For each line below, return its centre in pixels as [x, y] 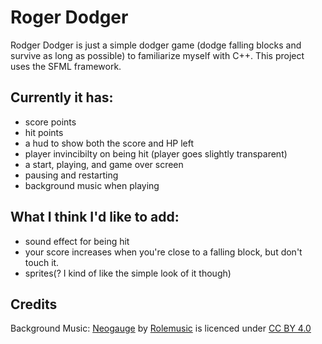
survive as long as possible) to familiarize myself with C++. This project [157, 55]
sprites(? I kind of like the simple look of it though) [128, 273]
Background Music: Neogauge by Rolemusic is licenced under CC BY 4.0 [161, 328]
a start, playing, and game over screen [104, 164]
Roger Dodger [69, 17]
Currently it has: [62, 97]
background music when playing [92, 185]
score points [50, 122]
